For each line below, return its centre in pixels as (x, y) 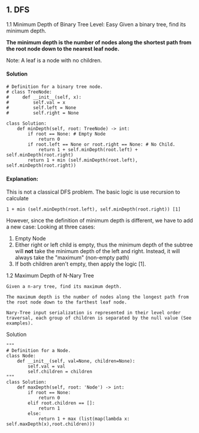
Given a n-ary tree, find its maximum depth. (64, 287)
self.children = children (60, 372)
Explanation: (22, 179)
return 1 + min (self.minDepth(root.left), (83, 160)
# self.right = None (43, 113)
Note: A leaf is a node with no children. (54, 60)
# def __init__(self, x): (44, 97)
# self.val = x (36, 103)
